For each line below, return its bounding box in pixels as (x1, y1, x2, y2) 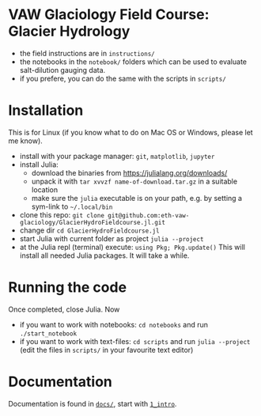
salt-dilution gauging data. (19, 65, 106, 74)
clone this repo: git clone (19, 210, 105, 219)
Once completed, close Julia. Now (8, 304, 120, 314)
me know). (8, 136, 43, 146)
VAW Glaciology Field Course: (8, 6, 210, 24)
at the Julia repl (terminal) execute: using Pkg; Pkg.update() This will (19, 242, 245, 251)
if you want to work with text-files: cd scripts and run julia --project (19, 336, 251, 346)
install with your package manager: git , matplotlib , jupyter (19, 151, 215, 161)
